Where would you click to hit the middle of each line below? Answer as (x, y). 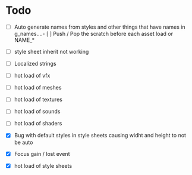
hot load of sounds (37, 112)
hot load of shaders (38, 124)
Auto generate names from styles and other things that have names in (100, 27)
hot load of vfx (32, 76)
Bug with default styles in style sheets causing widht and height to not (100, 136)
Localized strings (35, 64)
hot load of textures (38, 100)
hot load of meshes (38, 88)
